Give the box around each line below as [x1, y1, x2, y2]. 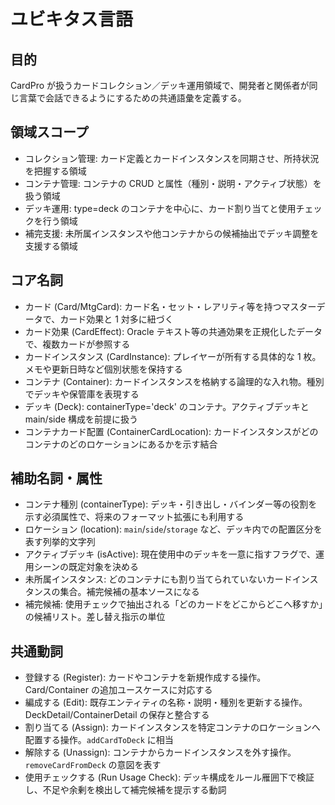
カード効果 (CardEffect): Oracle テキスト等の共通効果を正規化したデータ [24, 325, 323, 337]
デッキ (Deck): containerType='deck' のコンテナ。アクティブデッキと [24, 400, 310, 412]
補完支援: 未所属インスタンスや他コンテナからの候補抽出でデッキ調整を [24, 227, 320, 239]
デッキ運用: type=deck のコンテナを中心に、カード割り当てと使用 [24, 202, 297, 214]
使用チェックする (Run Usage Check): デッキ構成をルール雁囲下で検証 [24, 771, 315, 784]
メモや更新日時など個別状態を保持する [24, 363, 183, 375]
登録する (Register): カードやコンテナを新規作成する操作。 [24, 671, 267, 684]
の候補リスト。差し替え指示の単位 [24, 611, 166, 623]
